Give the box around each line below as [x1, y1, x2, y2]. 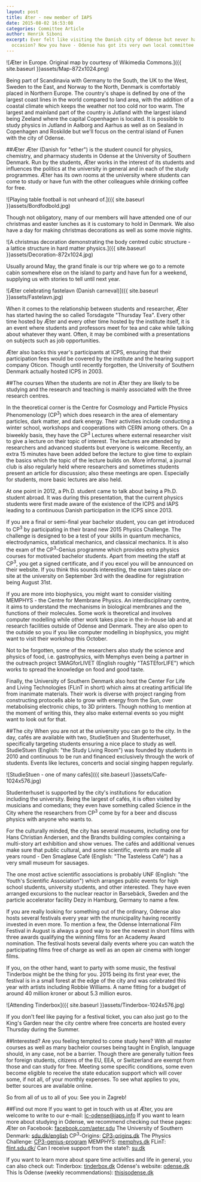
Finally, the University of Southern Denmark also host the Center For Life [6, 677, 185, 685]
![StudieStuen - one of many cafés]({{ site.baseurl [6, 771, 130, 778]
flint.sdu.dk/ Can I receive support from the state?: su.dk [6, 1145, 145, 1152]
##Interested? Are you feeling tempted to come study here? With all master [6, 1037, 191, 1044]
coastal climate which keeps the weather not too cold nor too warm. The [6, 102, 185, 109]
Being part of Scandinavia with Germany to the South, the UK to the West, [6, 76, 188, 84]
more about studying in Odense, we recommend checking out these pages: [6, 1118, 193, 1125]
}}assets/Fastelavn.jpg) [6, 293, 64, 300]
